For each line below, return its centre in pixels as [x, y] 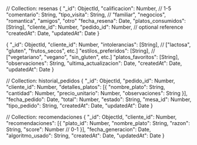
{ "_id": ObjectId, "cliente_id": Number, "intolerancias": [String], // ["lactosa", [98, 44]
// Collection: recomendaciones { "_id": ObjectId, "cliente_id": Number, [91, 117]
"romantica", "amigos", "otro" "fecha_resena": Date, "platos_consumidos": [96, 21]
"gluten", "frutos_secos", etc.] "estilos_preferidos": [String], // [81, 51]
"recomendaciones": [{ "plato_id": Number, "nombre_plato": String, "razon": [98, 123]
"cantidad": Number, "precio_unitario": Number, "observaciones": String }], [97, 93]
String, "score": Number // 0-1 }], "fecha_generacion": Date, [79, 129]
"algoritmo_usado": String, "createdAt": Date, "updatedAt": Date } [85, 136]
